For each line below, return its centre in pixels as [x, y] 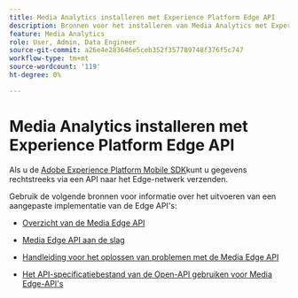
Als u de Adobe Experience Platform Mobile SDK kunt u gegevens [128, 170]
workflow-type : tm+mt [49, 58]
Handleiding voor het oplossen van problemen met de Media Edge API [150, 256]
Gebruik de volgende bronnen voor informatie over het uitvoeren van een [143, 196]
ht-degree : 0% [35, 75]
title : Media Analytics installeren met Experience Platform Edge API [142, 17]
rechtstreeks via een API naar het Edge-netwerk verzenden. [119, 179]
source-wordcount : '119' [55, 67]
